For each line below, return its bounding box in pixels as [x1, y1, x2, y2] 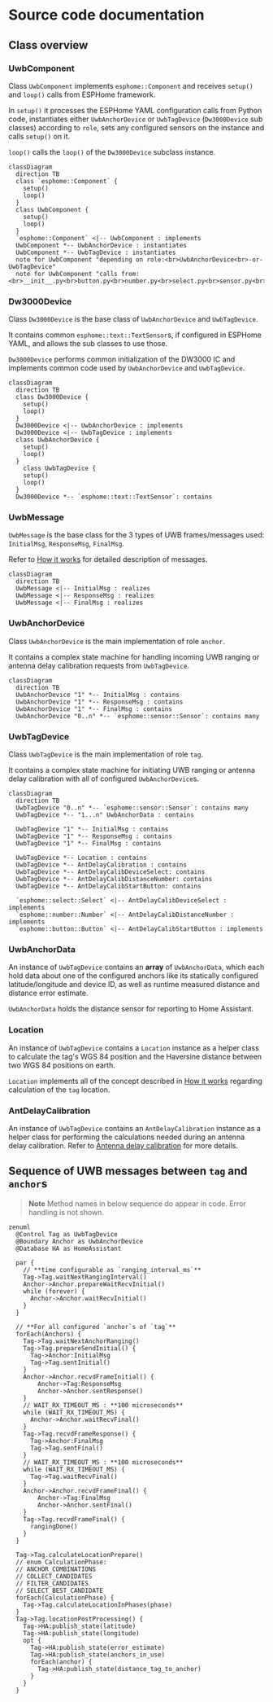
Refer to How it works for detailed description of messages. [8, 555, 208, 564]
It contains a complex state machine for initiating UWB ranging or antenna [8, 765, 256, 775]
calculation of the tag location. [8, 1085, 110, 1094]
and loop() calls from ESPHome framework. [8, 90, 156, 99]
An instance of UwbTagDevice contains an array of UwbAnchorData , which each [8, 963, 265, 972]
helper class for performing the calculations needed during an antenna [8, 1132, 245, 1142]
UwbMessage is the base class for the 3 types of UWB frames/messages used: [8, 530, 265, 540]
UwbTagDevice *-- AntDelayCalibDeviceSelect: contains [15, 868, 206, 876]
